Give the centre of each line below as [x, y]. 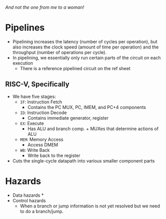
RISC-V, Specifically [37, 85]
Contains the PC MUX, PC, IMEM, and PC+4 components [87, 107]
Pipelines [25, 28]
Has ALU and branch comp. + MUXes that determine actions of [93, 129]
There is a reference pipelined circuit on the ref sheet [75, 68]
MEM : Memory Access [42, 139]
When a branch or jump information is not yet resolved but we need [90, 206]
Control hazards [29, 200]
